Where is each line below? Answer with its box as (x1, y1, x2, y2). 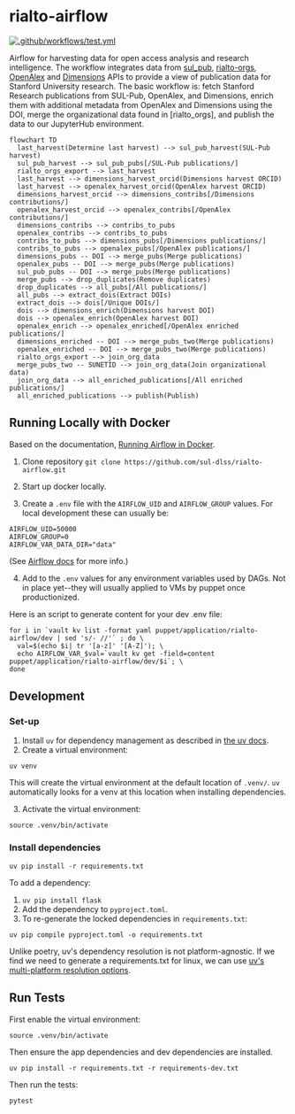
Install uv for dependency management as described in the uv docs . (21, 735, 269, 746)
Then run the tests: (9, 1079, 79, 1090)
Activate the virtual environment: (21, 804, 141, 815)
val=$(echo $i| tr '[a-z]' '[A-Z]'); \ (17, 641, 164, 650)
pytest (9, 1096, 34, 1105)
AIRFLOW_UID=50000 (9, 524, 77, 533)
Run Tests (9, 990, 65, 1006)
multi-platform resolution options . (9, 964, 131, 975)
